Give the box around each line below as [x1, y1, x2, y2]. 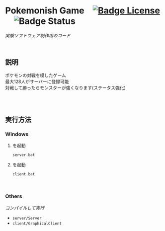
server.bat [12, 153, 35, 157]
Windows [5, 131, 29, 138]
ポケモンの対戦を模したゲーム [5, 72, 66, 78]
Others [5, 193, 22, 200]
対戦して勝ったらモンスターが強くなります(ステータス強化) [5, 84, 126, 90]
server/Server [12, 216, 42, 221]
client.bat [12, 172, 35, 177]
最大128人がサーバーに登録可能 [5, 78, 69, 84]
